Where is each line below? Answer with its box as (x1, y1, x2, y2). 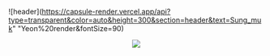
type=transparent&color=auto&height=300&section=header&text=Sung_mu (8, 15, 262, 25)
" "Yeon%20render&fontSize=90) (11, 24, 124, 33)
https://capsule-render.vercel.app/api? (41, 7, 171, 16)
